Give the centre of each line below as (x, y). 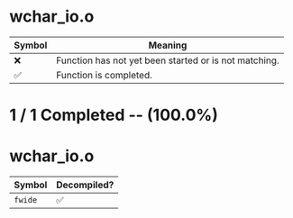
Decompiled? (85, 185)
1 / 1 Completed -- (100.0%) (114, 115)
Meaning (168, 45)
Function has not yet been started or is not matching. (167, 60)
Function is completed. (104, 75)
